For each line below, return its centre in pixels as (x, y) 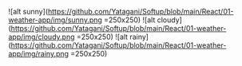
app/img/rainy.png (39, 54)
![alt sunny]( (28, 12)
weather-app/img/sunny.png (55, 20)
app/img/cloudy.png (42, 37)
